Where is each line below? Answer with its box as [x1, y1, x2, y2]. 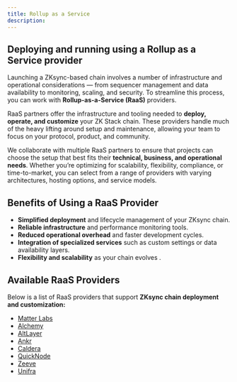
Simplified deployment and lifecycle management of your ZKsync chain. [17, 216, 231, 224]
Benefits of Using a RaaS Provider [7, 197, 159, 209]
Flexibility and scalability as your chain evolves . [17, 253, 161, 262]
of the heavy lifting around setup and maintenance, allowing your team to [7, 125, 221, 133]
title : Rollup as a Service [7, 10, 91, 18]
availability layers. [17, 246, 70, 254]
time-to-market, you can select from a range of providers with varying [7, 168, 212, 178]
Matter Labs [17, 314, 53, 322]
